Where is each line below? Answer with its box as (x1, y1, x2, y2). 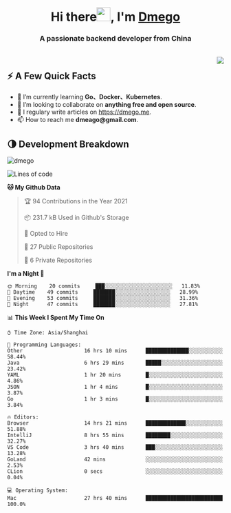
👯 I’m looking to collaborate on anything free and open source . (16, 101, 197, 109)
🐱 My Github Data (7, 183, 60, 192)
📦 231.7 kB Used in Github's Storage (23, 214, 129, 222)
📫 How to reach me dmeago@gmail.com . (16, 116, 139, 124)
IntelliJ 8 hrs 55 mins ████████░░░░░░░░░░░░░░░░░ (7, 432, 223, 439)
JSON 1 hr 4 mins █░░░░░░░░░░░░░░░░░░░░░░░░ (7, 383, 223, 391)
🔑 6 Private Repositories (23, 256, 93, 265)
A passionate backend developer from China (39, 34, 192, 43)
